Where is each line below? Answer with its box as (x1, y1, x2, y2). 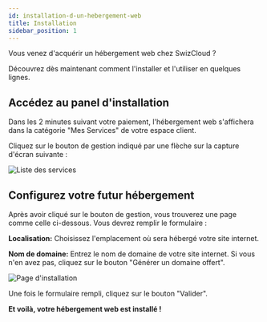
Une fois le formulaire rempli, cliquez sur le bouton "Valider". (8, 289, 208, 298)
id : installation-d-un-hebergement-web (8, 11, 142, 20)
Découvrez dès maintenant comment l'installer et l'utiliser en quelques (8, 64, 241, 74)
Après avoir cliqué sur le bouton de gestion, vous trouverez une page (8, 210, 237, 219)
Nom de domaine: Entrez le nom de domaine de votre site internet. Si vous (8, 249, 255, 259)
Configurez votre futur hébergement (8, 188, 195, 202)
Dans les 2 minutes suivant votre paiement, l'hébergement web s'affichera (8, 117, 254, 127)
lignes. (8, 73, 30, 83)
